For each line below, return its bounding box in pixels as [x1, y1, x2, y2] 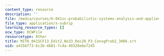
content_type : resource [5, 7, 54, 12]
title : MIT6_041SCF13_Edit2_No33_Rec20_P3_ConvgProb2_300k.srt [5, 39, 137, 44]
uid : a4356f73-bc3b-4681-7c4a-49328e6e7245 [5, 43, 95, 48]
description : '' [5, 12, 38, 17]
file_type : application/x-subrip [5, 20, 73, 26]
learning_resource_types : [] [5, 25, 64, 30]
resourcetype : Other [5, 35, 47, 39]
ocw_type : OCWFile [5, 30, 42, 35]
